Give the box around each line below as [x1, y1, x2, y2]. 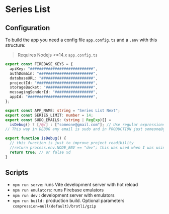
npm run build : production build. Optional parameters [12, 197, 125, 204]
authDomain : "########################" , [10, 71, 98, 76]
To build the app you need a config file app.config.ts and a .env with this [5, 37, 157, 43]
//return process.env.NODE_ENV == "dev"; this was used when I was [10, 145, 154, 150]
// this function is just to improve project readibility [10, 141, 134, 146]
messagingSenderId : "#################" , [10, 89, 98, 95]
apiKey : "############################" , [10, 66, 98, 71]
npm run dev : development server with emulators [12, 192, 115, 198]
